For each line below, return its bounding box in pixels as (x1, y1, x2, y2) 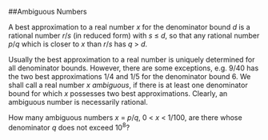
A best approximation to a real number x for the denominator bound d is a (8, 22, 250, 31)
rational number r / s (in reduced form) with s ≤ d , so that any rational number (8, 31, 260, 40)
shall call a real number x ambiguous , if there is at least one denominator (8, 80, 248, 90)
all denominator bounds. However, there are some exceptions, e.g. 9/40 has (8, 63, 259, 73)
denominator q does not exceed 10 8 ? (8, 122, 130, 132)
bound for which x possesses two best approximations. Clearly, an (8, 89, 228, 98)
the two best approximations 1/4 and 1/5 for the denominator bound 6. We (8, 72, 251, 81)
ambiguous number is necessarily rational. (8, 98, 148, 106)
